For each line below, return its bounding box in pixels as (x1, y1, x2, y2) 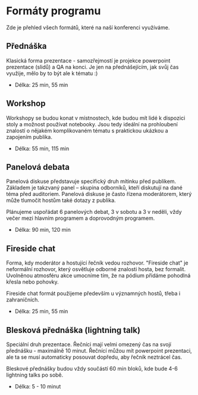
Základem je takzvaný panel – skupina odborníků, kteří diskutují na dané (6, 184, 183, 191)
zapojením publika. (6, 133, 52, 141)
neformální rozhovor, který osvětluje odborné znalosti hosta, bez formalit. (6, 266, 186, 273)
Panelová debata (6, 162, 70, 172)
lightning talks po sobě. (6, 371, 64, 378)
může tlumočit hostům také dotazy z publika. (6, 197, 116, 204)
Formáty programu (6, 4, 101, 18)
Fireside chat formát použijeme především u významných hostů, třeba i (6, 290, 181, 297)
